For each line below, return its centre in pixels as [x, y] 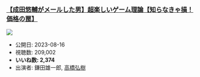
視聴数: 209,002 [35, 53]
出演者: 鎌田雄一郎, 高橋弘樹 [50, 68]
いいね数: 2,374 [35, 60]
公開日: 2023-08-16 [40, 45]
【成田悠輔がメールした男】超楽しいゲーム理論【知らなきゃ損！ [100, 9]
